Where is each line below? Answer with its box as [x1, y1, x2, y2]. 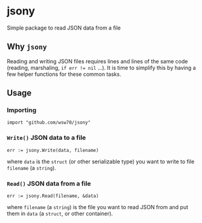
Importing [7, 106, 37, 115]
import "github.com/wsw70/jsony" [7, 119, 91, 126]
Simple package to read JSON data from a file [7, 24, 121, 31]
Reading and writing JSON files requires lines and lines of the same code [7, 57, 188, 64]
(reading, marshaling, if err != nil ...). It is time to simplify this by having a [7, 64, 197, 71]
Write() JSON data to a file [7, 134, 86, 142]
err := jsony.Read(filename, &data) [7, 193, 99, 199]
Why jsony [7, 42, 47, 52]
